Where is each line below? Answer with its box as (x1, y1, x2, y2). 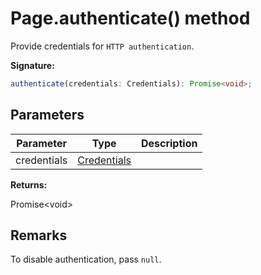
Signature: (10, 59, 55, 71)
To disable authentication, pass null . (10, 253, 162, 266)
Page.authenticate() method (10, 7, 251, 30)
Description (140, 136, 198, 150)
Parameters (10, 107, 85, 124)
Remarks (10, 227, 68, 244)
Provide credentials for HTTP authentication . (10, 40, 195, 52)
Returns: (10, 178, 48, 191)
